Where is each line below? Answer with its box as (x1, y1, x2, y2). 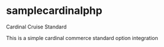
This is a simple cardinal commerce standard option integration (6, 34, 158, 41)
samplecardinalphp (6, 4, 102, 17)
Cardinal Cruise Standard (6, 23, 67, 30)
